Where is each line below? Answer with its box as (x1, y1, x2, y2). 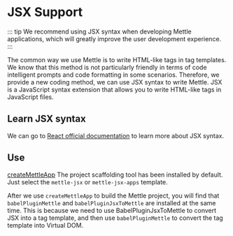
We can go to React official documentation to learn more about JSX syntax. (7, 131, 225, 140)
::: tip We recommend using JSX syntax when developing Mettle (7, 27, 192, 36)
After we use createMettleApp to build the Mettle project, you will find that (7, 191, 220, 200)
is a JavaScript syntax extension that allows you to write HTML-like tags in (7, 85, 222, 94)
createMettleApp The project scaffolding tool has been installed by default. (7, 170, 223, 179)
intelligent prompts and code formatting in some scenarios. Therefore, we (7, 71, 220, 79)
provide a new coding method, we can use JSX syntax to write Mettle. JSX (7, 78, 223, 86)
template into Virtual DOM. (7, 221, 84, 229)
